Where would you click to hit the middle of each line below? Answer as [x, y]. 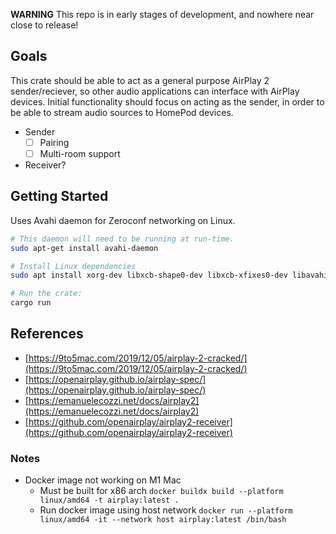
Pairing [54, 142]
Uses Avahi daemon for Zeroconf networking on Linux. [123, 220]
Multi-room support [80, 153]
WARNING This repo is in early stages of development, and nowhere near [162, 14]
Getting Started [59, 196]
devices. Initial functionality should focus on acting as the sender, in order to [167, 101]
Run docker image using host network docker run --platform [166, 510]
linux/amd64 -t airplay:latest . [109, 500]
